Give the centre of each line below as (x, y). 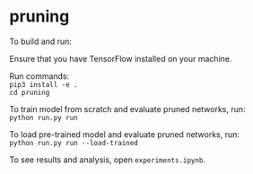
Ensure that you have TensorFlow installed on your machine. (121, 58)
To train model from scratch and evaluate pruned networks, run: (127, 109)
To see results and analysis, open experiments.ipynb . (108, 160)
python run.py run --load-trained (74, 143)
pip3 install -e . (44, 84)
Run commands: (39, 76)
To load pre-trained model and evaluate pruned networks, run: (125, 134)
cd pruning (30, 92)
